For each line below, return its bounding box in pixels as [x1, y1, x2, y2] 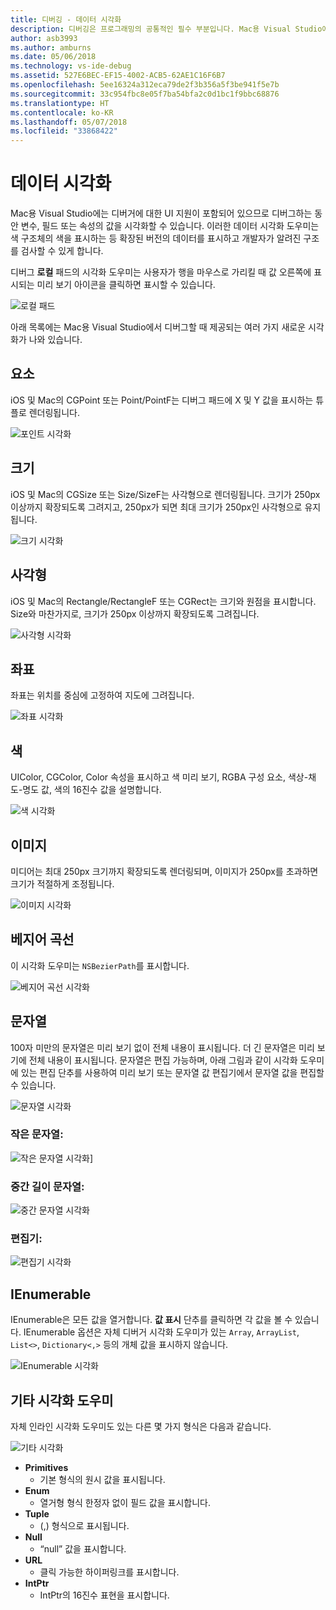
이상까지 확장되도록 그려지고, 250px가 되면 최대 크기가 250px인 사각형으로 [10, 501, 303, 513]
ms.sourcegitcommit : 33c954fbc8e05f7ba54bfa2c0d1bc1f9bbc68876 [10, 89, 280, 99]
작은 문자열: [10, 1127, 64, 1141]
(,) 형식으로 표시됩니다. [39, 1520, 130, 1532]
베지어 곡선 [10, 931, 75, 948]
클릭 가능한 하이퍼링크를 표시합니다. [39, 1566, 180, 1578]
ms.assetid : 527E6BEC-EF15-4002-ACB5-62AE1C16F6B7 [10, 71, 226, 81]
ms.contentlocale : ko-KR [10, 107, 114, 118]
